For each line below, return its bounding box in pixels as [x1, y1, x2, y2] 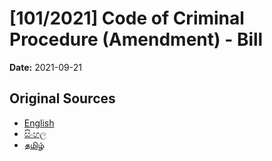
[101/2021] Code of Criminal [9, 7, 245, 30]
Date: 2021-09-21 [9, 61, 82, 73]
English [23, 117, 55, 129]
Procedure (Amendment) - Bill [9, 28, 264, 51]
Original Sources [9, 90, 116, 107]
